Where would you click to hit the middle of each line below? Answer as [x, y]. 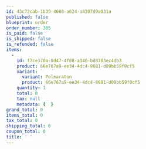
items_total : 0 [25, 115]
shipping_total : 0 [28, 126]
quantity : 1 [31, 88]
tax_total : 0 [22, 121]
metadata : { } [35, 104]
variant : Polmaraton [47, 77]
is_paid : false [25, 33]
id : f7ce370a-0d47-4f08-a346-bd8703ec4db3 [69, 60]
